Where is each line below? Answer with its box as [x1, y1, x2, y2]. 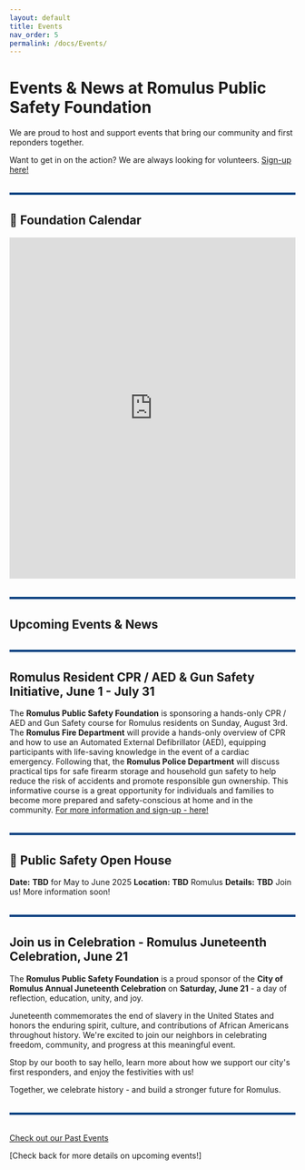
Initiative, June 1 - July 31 [9, 683, 155, 699]
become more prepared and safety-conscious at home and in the [9, 795, 253, 806]
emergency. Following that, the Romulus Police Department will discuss [9, 756, 280, 767]
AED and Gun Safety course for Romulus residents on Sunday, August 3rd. [9, 718, 289, 729]
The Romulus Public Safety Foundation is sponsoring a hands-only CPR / [9, 708, 287, 719]
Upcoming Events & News [9, 616, 159, 632]
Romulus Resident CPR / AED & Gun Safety [9, 670, 255, 685]
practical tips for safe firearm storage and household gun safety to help [9, 766, 277, 777]
